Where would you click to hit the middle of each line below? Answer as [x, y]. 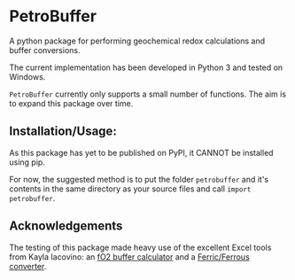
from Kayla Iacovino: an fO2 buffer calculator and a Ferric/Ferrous [129, 257]
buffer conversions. [45, 50]
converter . [28, 266]
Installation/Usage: [63, 132]
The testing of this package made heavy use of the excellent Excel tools [140, 247]
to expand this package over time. [71, 103]
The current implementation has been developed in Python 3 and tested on [146, 67]
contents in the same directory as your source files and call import [130, 189]
